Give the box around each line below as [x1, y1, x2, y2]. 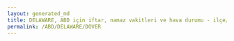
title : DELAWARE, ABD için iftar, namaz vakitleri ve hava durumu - [7, 17, 210, 24]
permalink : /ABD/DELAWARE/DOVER [7, 23, 101, 30]
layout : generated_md [7, 10, 70, 17]
